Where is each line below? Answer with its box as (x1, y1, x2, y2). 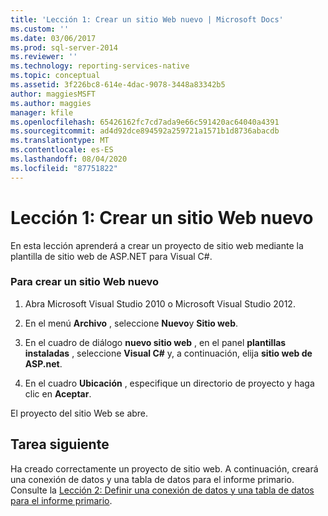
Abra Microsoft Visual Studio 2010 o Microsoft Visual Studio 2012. (24, 297, 296, 310)
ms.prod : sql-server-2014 (10, 42, 118, 53)
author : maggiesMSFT (10, 89, 97, 99)
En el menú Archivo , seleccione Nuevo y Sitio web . (24, 317, 239, 329)
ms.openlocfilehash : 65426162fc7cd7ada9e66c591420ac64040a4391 (10, 117, 280, 127)
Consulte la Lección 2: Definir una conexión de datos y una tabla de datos (10, 484, 315, 496)
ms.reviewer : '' (10, 52, 78, 62)
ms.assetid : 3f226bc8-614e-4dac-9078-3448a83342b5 (10, 80, 226, 90)
